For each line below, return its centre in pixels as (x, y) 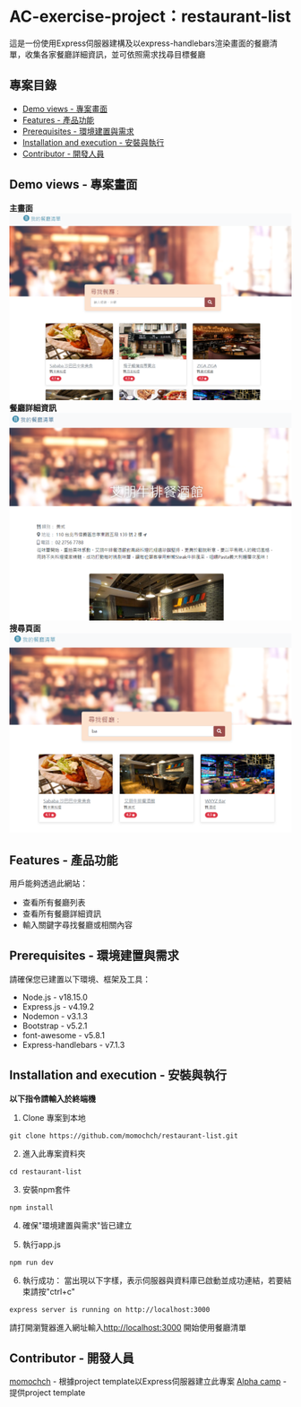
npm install (31, 1207)
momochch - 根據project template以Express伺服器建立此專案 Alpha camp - (148, 1382)
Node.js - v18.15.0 (55, 997)
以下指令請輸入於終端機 (52, 1098)
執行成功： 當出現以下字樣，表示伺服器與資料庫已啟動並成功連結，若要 (153, 1280)
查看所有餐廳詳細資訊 (61, 913)
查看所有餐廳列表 (54, 902)
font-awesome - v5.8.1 (64, 1035)
